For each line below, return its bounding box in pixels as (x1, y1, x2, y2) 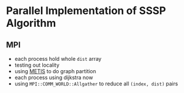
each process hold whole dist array (14, 56, 101, 62)
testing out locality (14, 61, 60, 68)
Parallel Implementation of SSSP (6, 4, 166, 18)
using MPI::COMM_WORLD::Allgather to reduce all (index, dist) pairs (14, 80, 178, 87)
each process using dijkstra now (14, 74, 93, 81)
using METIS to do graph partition (14, 68, 97, 74)
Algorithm (6, 16, 56, 30)
